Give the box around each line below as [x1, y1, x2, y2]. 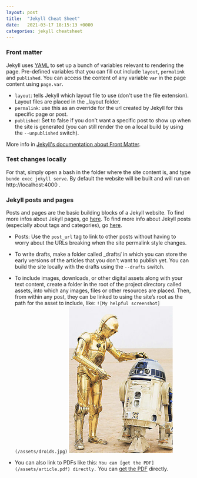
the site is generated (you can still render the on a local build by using [14, 123, 183, 130]
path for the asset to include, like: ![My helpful [14, 300, 129, 307]
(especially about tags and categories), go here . [6, 222, 122, 229]
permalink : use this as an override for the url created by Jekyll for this [14, 104, 183, 111]
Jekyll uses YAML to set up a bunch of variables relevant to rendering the [6, 62, 184, 69]
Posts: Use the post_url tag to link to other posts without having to [14, 233, 176, 240]
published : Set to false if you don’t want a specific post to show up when [14, 116, 191, 123]
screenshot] [131, 300, 161, 307]
